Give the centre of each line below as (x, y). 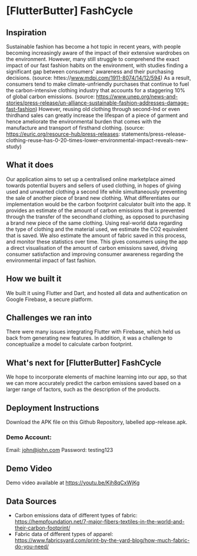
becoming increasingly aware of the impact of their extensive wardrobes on (98, 53)
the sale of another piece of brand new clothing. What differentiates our (93, 197)
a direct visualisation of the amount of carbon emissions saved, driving (92, 247)
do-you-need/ (31, 546)
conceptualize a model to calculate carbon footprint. (70, 344)
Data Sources (31, 501)
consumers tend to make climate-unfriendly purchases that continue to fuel (98, 84)
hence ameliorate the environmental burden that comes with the (84, 121)
